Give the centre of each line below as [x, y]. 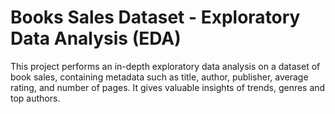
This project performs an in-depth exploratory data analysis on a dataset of [165, 66]
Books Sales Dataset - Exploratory [155, 17]
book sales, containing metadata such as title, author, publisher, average [159, 77]
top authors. [35, 98]
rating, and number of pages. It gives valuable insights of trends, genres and [168, 87]
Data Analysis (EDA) [96, 38]
